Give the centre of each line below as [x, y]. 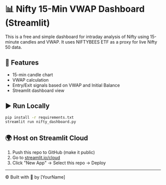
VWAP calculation [30, 80]
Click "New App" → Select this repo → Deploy [59, 163]
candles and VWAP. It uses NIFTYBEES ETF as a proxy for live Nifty [88, 42]
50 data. [14, 47]
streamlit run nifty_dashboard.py [41, 122]
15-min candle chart [33, 75]
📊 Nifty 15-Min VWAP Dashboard [75, 9]
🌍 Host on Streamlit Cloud [47, 138]
